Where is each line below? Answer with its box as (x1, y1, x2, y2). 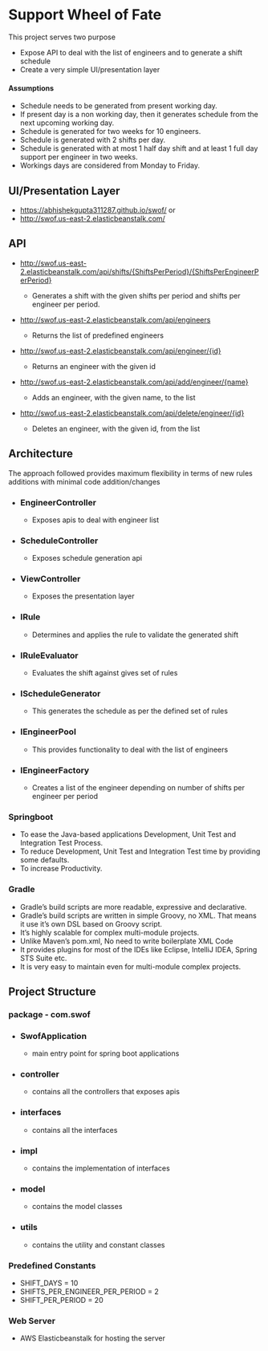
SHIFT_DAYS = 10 (19, 1278, 79, 1288)
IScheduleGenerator (19, 688, 101, 699)
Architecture (8, 447, 74, 460)
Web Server (8, 1315, 56, 1326)
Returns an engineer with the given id (31, 361, 156, 371)
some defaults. (19, 855, 70, 865)
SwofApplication (19, 1030, 87, 1041)
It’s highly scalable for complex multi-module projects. (19, 927, 200, 937)
